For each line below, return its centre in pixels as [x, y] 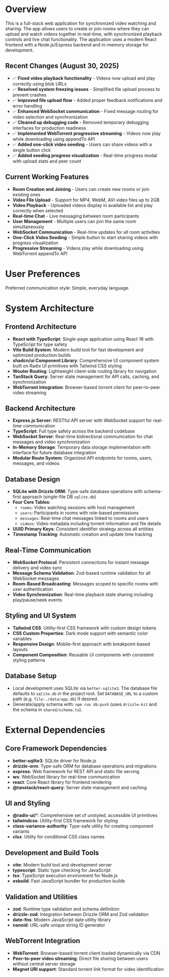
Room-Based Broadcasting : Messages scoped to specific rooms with [85, 583]
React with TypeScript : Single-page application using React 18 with [83, 339]
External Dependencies [55, 730]
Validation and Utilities [42, 897]
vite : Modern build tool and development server [62, 865]
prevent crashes [30, 95]
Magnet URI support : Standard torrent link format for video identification [88, 969]
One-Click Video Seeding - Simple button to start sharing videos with [85, 237]
